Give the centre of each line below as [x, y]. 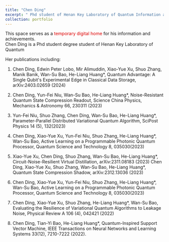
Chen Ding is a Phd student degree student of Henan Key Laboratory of [79, 44]
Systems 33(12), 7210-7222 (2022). [49, 234]
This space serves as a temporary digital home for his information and [78, 34]
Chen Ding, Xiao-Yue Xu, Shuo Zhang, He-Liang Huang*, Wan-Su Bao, [85, 203]
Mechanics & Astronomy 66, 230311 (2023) [57, 106]
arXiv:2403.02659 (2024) [39, 85]
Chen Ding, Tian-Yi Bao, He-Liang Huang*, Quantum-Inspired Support [85, 223]
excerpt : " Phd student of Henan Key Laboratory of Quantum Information [83, 15]
